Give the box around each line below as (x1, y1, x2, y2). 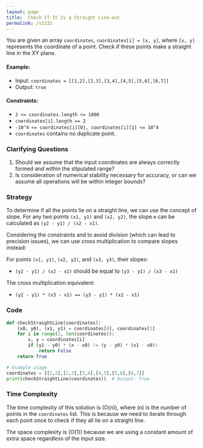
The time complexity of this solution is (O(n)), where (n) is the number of (6, 403, 187, 411)
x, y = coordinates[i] (28, 337, 85, 343)
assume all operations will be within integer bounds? (14, 178, 146, 185)
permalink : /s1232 (6, 20, 53, 26)
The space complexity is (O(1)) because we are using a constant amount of (6, 428, 193, 435)
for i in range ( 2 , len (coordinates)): (17, 331, 115, 337)
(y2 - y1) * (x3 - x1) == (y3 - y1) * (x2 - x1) (14, 292, 140, 298)
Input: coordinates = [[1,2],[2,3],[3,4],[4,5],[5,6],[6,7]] (14, 77, 169, 84)
